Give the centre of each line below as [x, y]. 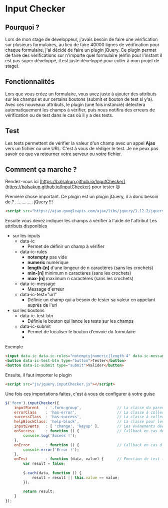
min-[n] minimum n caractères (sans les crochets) [79, 273]
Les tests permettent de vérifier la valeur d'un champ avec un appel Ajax [80, 143]
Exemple [14, 347]
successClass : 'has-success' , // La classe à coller [89, 417]
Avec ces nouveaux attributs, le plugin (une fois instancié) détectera [75, 104]
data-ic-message [38, 284]
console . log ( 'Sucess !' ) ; [50, 435]
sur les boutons [28, 310]
